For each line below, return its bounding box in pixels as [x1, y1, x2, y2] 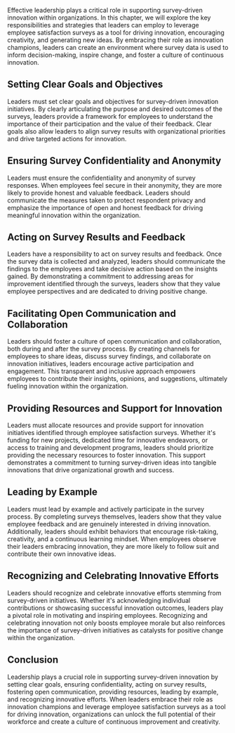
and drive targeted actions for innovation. [7, 134, 127, 143]
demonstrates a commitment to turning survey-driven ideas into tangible [7, 458, 217, 467]
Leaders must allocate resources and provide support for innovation [7, 421, 204, 429]
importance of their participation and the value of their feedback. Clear [7, 119, 212, 128]
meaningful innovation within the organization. [7, 211, 142, 219]
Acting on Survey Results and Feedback [7, 231, 186, 243]
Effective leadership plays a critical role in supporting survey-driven [7, 6, 203, 14]
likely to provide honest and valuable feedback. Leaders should [7, 188, 191, 197]
